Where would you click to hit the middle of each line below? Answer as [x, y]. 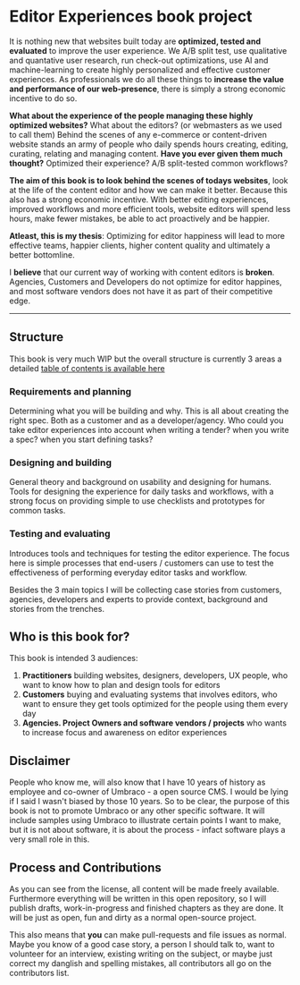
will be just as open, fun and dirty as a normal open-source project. [133, 918]
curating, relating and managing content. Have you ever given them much [146, 153]
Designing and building [61, 463]
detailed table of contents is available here [87, 368]
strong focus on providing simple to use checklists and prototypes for [137, 501]
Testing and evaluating [60, 534]
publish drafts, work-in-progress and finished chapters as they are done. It [146, 908]
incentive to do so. [43, 98]
